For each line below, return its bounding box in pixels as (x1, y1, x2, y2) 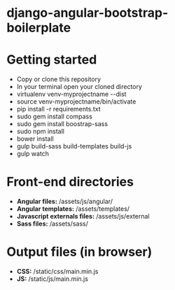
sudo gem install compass (16, 112, 92, 120)
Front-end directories (6, 174, 134, 190)
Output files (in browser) (6, 244, 153, 260)
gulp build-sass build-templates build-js (16, 142, 132, 151)
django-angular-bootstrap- (6, 5, 169, 21)
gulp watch (16, 149, 50, 158)
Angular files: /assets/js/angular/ (16, 198, 113, 206)
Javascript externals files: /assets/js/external (16, 212, 150, 221)
